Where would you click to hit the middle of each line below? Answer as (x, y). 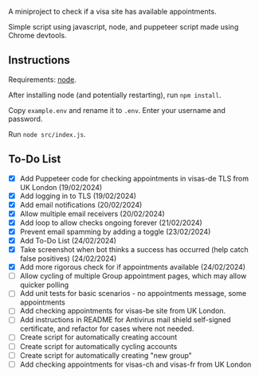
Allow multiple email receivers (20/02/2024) (92, 213)
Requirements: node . (43, 80)
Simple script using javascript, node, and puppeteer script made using (124, 27)
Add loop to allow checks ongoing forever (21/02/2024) (111, 223)
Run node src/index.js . (47, 134)
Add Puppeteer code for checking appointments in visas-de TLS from (134, 178)
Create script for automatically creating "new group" (106, 355)
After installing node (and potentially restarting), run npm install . (115, 95)
